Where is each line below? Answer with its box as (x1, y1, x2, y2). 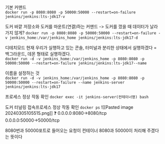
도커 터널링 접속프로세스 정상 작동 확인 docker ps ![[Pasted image (5, 104, 133, 110)
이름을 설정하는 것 (5, 70, 40, 76)
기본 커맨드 (5, 4, 27, 10)
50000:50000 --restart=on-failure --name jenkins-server (5, 80, 125, 85)
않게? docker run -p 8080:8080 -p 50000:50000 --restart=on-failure (14, 30, 157, 36)
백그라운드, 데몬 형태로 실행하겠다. (5, 51, 72, 57)
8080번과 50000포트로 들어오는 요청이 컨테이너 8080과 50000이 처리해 (5, 128, 146, 133)
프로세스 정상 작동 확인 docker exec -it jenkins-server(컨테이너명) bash (5, 94, 149, 99)
